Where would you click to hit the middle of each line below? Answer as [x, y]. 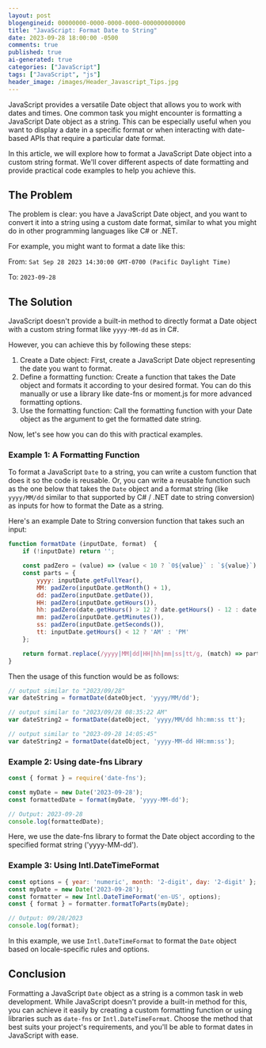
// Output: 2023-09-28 [46, 814]
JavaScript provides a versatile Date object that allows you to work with [125, 105]
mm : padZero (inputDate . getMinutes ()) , [101, 617]
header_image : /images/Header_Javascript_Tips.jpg [93, 82]
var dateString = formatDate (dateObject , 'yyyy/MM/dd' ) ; [104, 698]
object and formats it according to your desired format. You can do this [135, 386]
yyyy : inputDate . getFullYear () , [90, 580]
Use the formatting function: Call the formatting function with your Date [136, 411]
